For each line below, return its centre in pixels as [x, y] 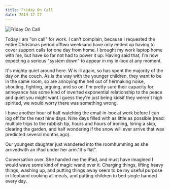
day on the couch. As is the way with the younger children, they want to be [83, 76]
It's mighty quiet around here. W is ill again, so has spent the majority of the [84, 70]
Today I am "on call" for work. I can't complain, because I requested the [80, 39]
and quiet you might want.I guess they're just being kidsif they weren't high [84, 98]
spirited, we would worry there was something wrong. [62, 103]
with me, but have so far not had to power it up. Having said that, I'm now [82, 55]
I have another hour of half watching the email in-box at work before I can [82, 113]
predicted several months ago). [38, 134]
